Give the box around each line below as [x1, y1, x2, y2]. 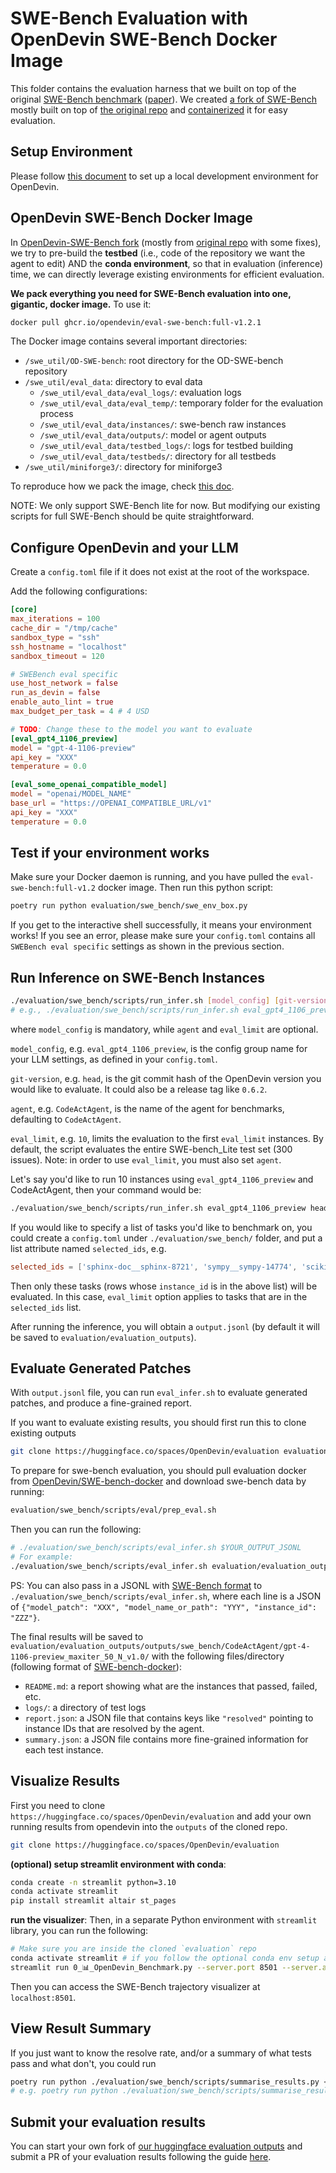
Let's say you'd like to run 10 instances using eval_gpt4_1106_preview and [10, 1173, 314, 1185]
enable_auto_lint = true [10, 697, 114, 707]
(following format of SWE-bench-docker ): [10, 1660, 182, 1672]
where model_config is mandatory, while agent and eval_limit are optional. [10, 1023, 319, 1035]
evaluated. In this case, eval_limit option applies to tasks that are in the [10, 1290, 308, 1302]
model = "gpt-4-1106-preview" [10, 743, 137, 753]
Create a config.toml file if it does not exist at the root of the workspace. [10, 566, 310, 578]
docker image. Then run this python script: [97, 882, 274, 894]
